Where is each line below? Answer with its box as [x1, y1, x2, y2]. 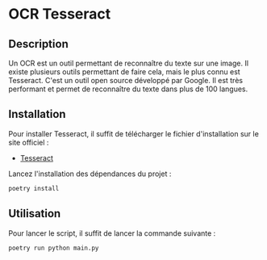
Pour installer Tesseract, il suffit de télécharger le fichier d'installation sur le [8, 128, 260, 138]
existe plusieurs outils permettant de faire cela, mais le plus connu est [8, 67, 240, 77]
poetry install [8, 184, 60, 192]
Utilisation [8, 207, 61, 220]
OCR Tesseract [8, 5, 111, 23]
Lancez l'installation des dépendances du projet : [8, 169, 172, 178]
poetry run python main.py [8, 244, 99, 252]
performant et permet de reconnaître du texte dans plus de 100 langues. [8, 84, 248, 94]
